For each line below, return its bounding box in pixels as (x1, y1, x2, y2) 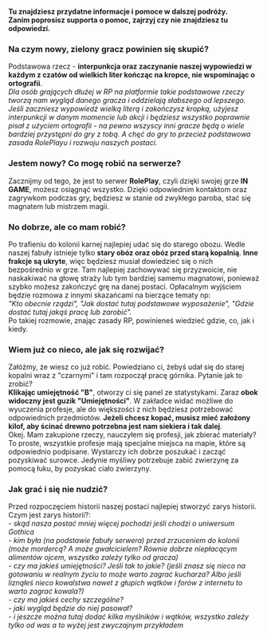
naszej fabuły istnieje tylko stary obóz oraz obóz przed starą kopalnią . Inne (8, 247, 258, 258)
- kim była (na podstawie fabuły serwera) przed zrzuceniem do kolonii (8, 536, 240, 545)
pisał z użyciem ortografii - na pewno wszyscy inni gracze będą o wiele (8, 121, 245, 131)
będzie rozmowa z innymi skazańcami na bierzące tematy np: (8, 290, 211, 300)
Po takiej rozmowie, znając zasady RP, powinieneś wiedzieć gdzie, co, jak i (8, 315, 255, 325)
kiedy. (8, 324, 29, 333)
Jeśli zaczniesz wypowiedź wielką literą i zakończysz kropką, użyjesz (8, 104, 239, 114)
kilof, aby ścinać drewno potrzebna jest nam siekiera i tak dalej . (8, 422, 222, 431)
